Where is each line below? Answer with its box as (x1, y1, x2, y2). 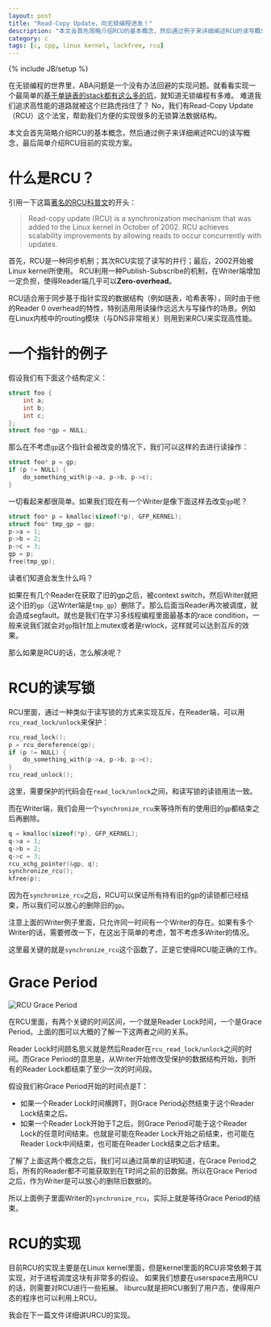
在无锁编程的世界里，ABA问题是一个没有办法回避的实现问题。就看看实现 (8, 81, 249, 90)
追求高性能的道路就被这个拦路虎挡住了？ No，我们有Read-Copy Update (15, 101, 254, 111)
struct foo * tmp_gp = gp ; (8, 520, 95, 528)
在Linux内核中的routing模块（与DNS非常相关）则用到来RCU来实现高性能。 (8, 314, 256, 323)
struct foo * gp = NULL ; (8, 427, 89, 435)
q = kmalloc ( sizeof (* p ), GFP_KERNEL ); (8, 830, 139, 838)
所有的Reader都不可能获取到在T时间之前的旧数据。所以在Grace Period (22, 1166, 257, 1176)
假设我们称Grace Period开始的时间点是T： (8, 1082, 149, 1091)
